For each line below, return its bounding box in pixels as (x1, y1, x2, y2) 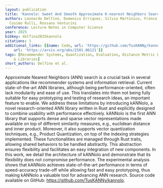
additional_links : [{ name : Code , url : (5, 43, 83, 48)
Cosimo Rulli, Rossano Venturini (9, 20, 77, 26)
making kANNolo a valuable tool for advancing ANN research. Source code (5, 172, 155, 178)
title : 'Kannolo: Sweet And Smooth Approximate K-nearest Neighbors (5, 12, 147, 16)
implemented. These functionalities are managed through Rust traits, (5, 136, 142, 142)
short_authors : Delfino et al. (5, 61, 68, 66)
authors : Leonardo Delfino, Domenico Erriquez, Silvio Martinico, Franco (5, 16, 158, 21)
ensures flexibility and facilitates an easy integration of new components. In (5, 146, 156, 153)
